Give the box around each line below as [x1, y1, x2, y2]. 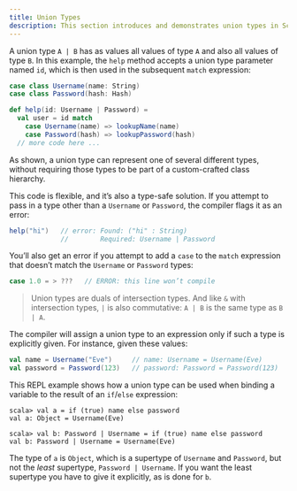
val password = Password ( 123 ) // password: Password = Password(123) [9, 364, 278, 372]
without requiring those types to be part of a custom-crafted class [9, 164, 250, 174]
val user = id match [17, 114, 93, 123]
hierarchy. [9, 173, 46, 184]
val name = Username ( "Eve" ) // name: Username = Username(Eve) [9, 356, 263, 364]
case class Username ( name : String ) [9, 81, 141, 90]
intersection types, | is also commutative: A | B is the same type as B [30, 303, 284, 313]
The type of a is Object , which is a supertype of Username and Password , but [9, 453, 282, 463]
